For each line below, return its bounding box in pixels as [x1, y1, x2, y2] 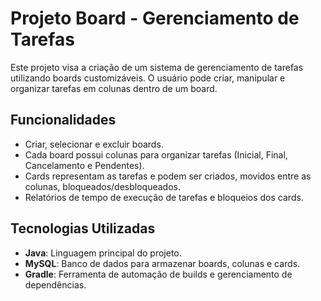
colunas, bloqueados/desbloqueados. [24, 180, 182, 192]
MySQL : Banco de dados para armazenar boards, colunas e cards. [24, 257, 301, 269]
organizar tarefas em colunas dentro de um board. [10, 82, 218, 94]
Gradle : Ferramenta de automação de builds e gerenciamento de [24, 268, 293, 280]
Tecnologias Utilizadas [10, 220, 156, 237]
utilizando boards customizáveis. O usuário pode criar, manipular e [10, 72, 286, 84]
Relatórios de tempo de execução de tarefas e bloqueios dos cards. [24, 191, 304, 203]
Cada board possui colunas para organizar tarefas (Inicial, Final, [24, 148, 288, 161]
